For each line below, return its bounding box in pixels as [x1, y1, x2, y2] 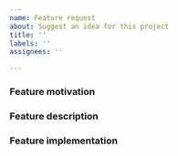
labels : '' [9, 38, 51, 48]
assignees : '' [9, 47, 64, 57]
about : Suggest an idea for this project [9, 22, 170, 31]
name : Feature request [9, 13, 96, 23]
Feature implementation [9, 134, 119, 147]
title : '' [9, 30, 47, 39]
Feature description [9, 109, 99, 122]
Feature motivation [9, 86, 96, 99]
